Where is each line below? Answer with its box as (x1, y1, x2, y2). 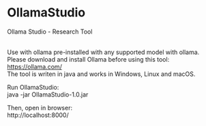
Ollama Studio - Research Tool (7, 27, 93, 36)
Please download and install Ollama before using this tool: (7, 55, 170, 63)
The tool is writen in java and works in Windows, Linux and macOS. (7, 70, 196, 78)
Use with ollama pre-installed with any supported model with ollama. (7, 48, 200, 56)
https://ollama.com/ (7, 62, 63, 71)
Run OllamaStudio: (7, 83, 59, 91)
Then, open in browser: (7, 103, 73, 112)
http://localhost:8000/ (7, 111, 70, 119)
